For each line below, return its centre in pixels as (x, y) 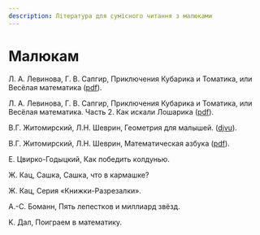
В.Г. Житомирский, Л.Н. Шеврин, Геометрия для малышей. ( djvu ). (123, 128)
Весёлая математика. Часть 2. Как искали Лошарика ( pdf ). (111, 111)
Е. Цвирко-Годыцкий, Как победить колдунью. (89, 159)
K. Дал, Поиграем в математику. (65, 222)
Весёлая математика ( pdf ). (55, 87)
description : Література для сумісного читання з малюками (110, 16)
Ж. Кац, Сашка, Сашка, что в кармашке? (79, 175)
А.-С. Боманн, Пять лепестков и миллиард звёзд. (94, 206)
